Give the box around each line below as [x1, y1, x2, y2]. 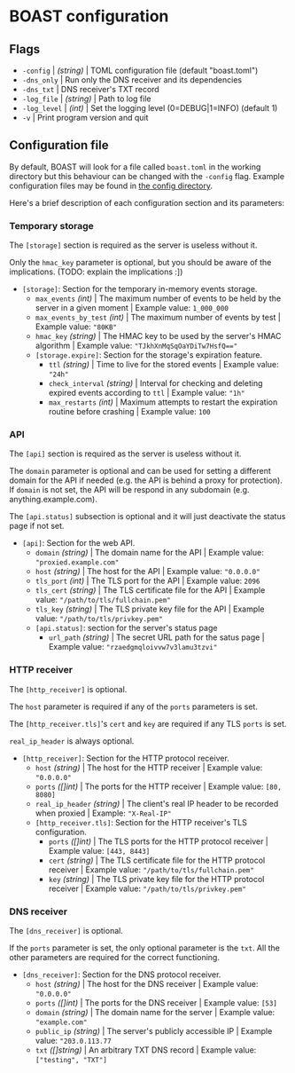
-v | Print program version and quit [21, 113, 149, 122]
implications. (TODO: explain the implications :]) [9, 266, 183, 277]
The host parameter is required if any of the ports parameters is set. [9, 701, 259, 712]
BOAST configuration [9, 6, 169, 27]
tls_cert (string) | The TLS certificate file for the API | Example [35, 585, 266, 596]
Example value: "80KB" [35, 321, 118, 332]
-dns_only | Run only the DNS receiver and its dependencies [21, 75, 242, 85]
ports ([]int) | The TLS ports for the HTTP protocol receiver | [48, 836, 268, 847]
